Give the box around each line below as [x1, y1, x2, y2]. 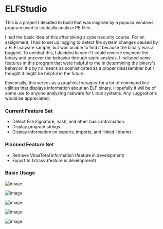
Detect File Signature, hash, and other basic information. [12, 118, 126, 125]
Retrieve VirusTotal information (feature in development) [12, 152, 125, 158]
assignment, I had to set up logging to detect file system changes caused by [5, 39, 158, 45]
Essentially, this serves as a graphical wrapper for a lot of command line [5, 79, 149, 86]
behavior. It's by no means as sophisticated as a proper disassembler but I [5, 65, 154, 71]
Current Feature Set [5, 107, 53, 114]
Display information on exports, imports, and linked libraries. [12, 129, 133, 135]
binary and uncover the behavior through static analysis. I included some [5, 55, 151, 60]
